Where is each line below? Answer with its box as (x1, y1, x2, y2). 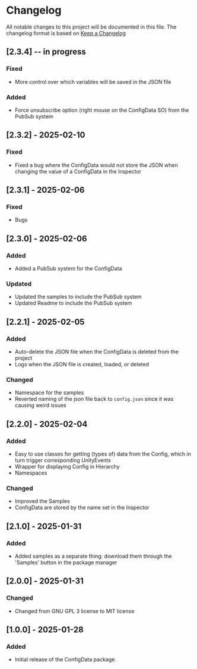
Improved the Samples (14, 498, 70, 505)
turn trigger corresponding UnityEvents (14, 456, 111, 464)
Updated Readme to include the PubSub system (14, 300, 132, 307)
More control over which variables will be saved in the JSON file (14, 78, 171, 85)
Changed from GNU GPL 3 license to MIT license (14, 607, 135, 614)
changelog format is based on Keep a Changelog (6, 29, 126, 36)
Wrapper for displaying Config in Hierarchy (14, 463, 120, 470)
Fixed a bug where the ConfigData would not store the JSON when (14, 161, 178, 168)
